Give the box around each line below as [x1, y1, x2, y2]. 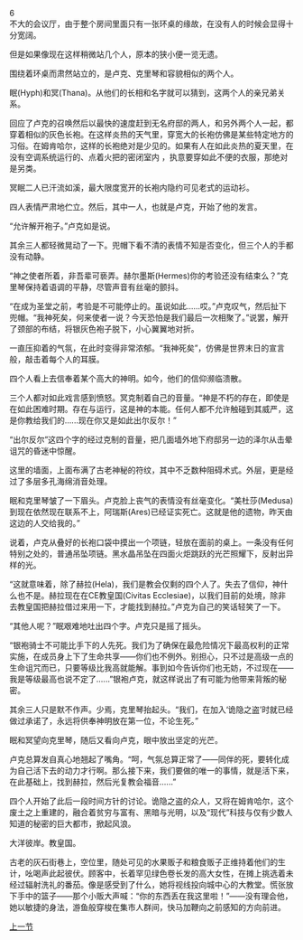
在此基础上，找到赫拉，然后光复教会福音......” [9, 776, 177, 787]
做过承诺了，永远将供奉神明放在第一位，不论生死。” [9, 716, 199, 726]
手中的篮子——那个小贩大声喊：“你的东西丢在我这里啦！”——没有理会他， [16, 890, 293, 901]
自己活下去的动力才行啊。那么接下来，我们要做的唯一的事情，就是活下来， [16, 766, 294, 775]
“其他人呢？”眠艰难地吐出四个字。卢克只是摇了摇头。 [9, 621, 207, 631]
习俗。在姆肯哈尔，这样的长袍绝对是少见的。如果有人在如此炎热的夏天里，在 [9, 140, 294, 151]
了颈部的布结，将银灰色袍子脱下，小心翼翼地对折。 [9, 324, 199, 334]
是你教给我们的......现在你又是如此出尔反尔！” [9, 415, 178, 426]
